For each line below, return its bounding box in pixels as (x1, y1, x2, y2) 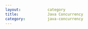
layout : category (5, 7, 66, 12)
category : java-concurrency (5, 16, 84, 21)
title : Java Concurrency (5, 12, 84, 17)
